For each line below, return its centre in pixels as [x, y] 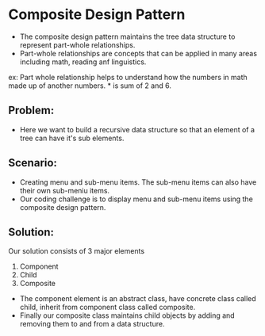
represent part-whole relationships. [77, 44]
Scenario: [33, 163]
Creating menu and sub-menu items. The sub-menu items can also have [138, 182]
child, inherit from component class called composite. [108, 307]
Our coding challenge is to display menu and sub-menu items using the [136, 199]
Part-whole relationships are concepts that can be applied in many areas [138, 53]
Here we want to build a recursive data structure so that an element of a [137, 129]
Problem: [31, 111]
